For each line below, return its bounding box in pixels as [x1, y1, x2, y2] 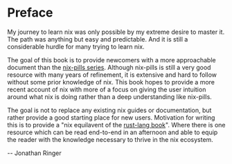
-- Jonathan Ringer [7, 149, 62, 157]
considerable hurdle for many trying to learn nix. [7, 42, 145, 51]
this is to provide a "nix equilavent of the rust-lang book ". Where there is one [7, 120, 226, 129]
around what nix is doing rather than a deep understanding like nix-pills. [7, 92, 213, 101]
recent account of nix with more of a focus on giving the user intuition [7, 85, 206, 93]
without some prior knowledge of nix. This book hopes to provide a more [7, 78, 215, 86]
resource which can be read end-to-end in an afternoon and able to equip [7, 128, 218, 136]
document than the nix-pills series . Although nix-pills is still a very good [7, 63, 211, 71]
